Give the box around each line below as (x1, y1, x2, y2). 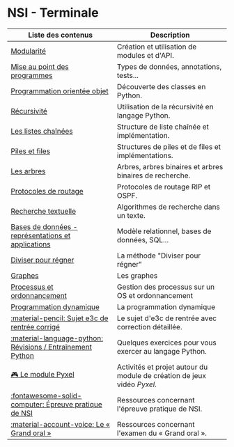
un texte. (117, 210, 146, 220)
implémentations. (117, 150, 173, 160)
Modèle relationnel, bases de (117, 226, 212, 236)
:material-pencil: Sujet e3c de (10, 313, 109, 323)
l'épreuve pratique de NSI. (117, 404, 203, 414)
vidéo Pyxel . (117, 379, 157, 389)
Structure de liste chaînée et (117, 122, 209, 132)
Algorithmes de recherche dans (117, 202, 221, 212)
